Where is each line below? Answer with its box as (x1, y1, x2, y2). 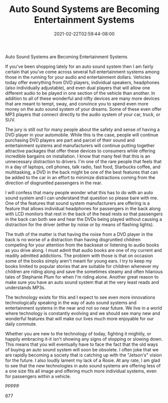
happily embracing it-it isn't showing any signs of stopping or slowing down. (5, 336, 163, 342)
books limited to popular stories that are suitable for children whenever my (5, 263, 159, 269)
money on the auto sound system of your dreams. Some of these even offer (5, 106, 162, 112)
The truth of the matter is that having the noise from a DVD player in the (5, 231, 153, 237)
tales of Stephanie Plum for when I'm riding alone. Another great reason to (5, 274, 159, 280)
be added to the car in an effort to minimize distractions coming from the (5, 174, 155, 180)
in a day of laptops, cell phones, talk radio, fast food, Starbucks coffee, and (5, 164, 160, 170)
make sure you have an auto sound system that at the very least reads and (5, 279, 159, 285)
